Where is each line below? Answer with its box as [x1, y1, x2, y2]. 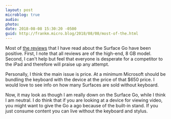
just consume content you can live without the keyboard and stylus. [5, 108, 148, 114]
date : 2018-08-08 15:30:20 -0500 [5, 26, 77, 32]
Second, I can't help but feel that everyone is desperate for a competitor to [5, 56, 163, 62]
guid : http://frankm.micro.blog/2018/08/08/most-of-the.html [5, 31, 139, 36]
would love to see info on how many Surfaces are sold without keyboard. [5, 82, 159, 88]
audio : [5, 17, 19, 22]
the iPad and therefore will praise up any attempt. [5, 62, 109, 67]
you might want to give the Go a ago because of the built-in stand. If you [5, 103, 159, 108]
